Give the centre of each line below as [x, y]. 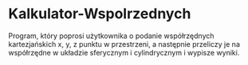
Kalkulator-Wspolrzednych [100, 14]
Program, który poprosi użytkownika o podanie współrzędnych [111, 36]
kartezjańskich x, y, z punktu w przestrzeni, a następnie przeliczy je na [124, 44]
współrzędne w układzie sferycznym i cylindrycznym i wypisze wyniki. [124, 52]
